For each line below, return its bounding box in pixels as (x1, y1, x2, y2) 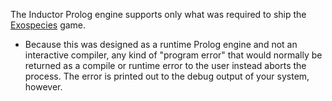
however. (24, 81, 63, 93)
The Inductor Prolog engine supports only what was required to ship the (10, 9, 307, 20)
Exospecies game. (10, 19, 87, 31)
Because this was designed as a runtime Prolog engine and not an (24, 39, 298, 50)
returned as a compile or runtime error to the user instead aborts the (24, 60, 307, 71)
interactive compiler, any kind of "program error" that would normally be (24, 49, 323, 61)
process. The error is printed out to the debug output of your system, (24, 70, 310, 82)
